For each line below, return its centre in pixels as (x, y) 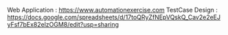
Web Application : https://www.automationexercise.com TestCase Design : (112, 10)
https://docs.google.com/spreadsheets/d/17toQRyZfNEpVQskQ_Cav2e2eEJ (114, 17)
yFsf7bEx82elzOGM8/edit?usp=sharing (63, 24)
